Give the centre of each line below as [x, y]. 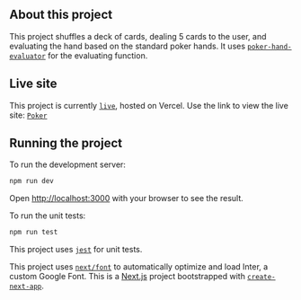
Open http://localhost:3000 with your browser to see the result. [127, 199]
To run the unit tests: [48, 216]
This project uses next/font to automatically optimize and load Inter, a [139, 267]
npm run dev [31, 181]
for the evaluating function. [98, 55]
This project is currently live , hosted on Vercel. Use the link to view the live [149, 105]
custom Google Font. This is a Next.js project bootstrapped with [127, 277]
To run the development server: [67, 164]
